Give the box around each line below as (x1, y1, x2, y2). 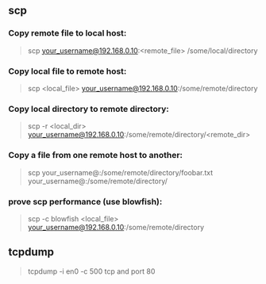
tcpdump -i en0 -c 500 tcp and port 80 (27, 267, 156, 276)
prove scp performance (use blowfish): (8, 196, 163, 207)
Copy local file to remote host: (8, 65, 127, 76)
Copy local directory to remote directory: (8, 103, 169, 114)
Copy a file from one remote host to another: (8, 150, 183, 161)
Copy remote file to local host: (8, 28, 127, 39)
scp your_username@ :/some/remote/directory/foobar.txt (27, 167, 214, 177)
